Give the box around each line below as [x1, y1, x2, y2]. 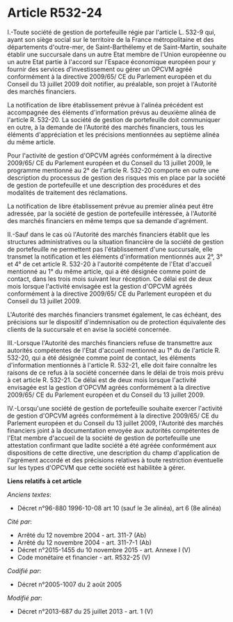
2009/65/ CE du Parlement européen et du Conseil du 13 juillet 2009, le [7, 158, 212, 167]
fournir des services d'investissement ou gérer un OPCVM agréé [7, 65, 193, 73]
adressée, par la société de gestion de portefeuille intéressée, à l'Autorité [7, 209, 217, 218]
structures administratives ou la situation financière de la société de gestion [7, 237, 224, 245]
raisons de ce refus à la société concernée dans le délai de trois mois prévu [7, 368, 224, 377]
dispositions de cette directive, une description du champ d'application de [7, 448, 220, 457]
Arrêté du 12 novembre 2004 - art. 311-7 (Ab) [17, 531, 147, 539]
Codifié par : [7, 566, 42, 575]
